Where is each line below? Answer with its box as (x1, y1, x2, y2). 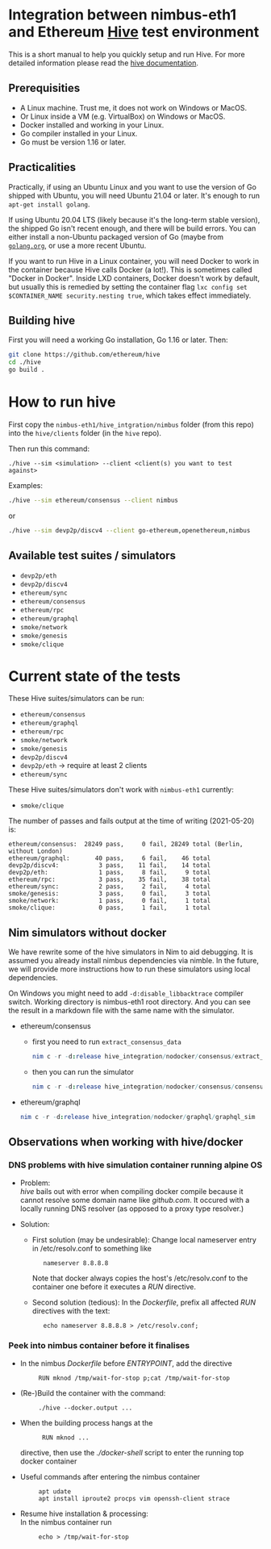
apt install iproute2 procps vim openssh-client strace (38, 1494, 231, 1502)
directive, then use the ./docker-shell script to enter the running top (19, 1447, 244, 1457)
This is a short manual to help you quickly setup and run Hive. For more (8, 49, 246, 59)
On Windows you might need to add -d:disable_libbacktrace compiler (8, 988, 244, 998)
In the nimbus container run (19, 1517, 112, 1526)
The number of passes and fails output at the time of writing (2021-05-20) (8, 816, 255, 826)
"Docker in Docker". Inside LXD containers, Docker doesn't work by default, (8, 273, 261, 283)
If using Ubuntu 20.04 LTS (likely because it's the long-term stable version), (8, 215, 261, 224)
